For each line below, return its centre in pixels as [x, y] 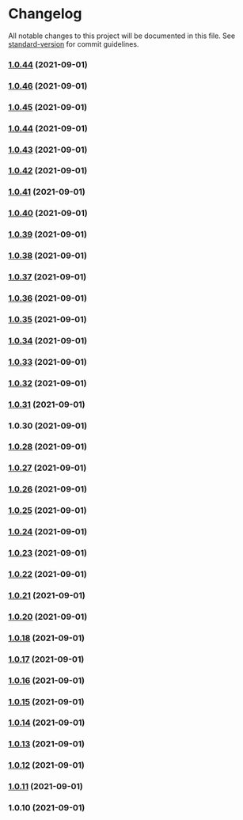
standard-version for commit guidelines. [74, 44]
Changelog [45, 14]
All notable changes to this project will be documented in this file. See [122, 36]
